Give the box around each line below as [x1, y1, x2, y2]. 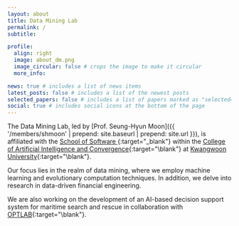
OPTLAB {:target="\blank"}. [7, 210, 87, 219]
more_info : [14, 69, 46, 77]
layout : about [7, 10, 50, 18]
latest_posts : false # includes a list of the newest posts [7, 89, 190, 96]
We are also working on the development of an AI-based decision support [7, 195, 224, 204]
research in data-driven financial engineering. [7, 181, 142, 190]
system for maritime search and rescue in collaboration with [7, 202, 184, 211]
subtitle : [7, 30, 37, 38]
